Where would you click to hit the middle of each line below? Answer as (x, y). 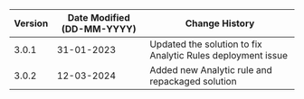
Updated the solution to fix (205, 44)
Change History (220, 23)
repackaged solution (193, 81)
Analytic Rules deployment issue (218, 55)
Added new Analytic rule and (211, 70)
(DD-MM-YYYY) (99, 29)
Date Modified (99, 18)
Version (31, 23)
